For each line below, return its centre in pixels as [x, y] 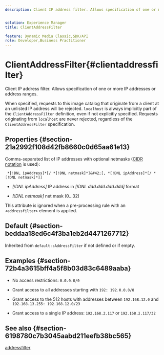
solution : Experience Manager [36, 22]
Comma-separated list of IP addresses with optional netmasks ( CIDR [74, 159]
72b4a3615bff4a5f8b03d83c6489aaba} [68, 269]
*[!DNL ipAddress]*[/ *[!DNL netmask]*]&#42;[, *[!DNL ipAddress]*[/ [79, 173]
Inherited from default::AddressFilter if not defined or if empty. [70, 245]
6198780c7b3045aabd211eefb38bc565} [68, 336]
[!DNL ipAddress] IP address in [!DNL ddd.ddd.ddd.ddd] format [75, 186]
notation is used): [23, 164]
